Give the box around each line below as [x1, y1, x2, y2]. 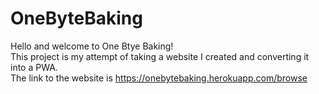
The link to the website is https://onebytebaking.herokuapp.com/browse [10, 72, 308, 84]
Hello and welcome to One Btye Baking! [10, 40, 174, 52]
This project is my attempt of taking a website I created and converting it [10, 50, 310, 62]
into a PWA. [10, 61, 58, 73]
